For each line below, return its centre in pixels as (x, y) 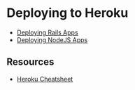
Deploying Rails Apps (47, 32)
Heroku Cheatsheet (45, 79)
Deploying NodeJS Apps (52, 39)
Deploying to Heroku (67, 13)
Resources (30, 62)
